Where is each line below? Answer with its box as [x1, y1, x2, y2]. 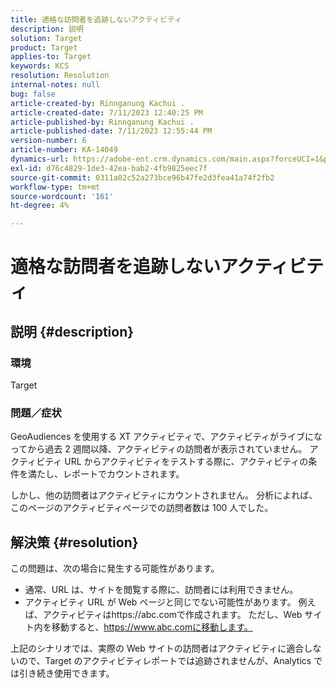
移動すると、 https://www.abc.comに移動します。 [51, 621, 253, 633]
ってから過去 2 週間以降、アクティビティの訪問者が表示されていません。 [10, 443, 308, 455]
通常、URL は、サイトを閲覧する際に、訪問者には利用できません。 [24, 584, 299, 596]
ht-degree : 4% [10, 201, 70, 211]
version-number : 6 [10, 136, 87, 146]
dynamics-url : [10, 154, 70, 164]
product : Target [10, 42, 78, 53]
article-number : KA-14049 [10, 145, 118, 155]
